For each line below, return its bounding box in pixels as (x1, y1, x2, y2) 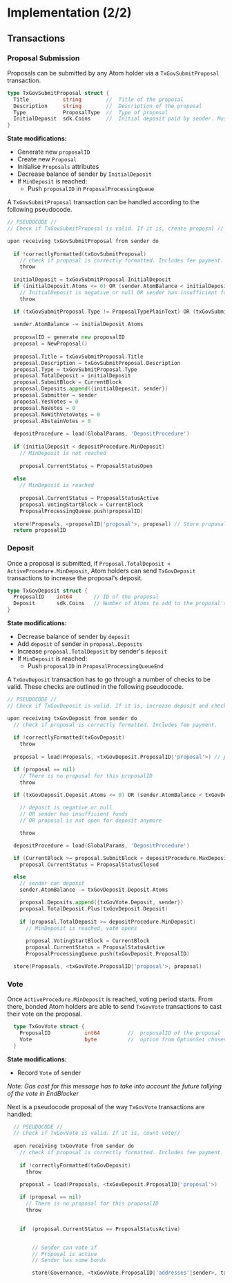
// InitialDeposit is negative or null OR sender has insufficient (19, 289, 217, 296)
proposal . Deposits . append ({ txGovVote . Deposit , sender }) (19, 899, 184, 906)
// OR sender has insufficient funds (19, 811, 128, 818)
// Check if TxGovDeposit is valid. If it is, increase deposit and (7, 702, 209, 709)
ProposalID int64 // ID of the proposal (13, 593, 159, 600)
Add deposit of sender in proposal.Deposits (17, 640, 143, 648)
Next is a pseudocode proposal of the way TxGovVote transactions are (7, 1102, 205, 1111)
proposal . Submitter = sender (13, 392, 97, 399)
